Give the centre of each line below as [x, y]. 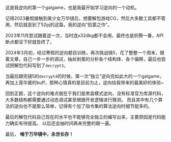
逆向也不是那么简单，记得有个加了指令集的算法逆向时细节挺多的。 [83, 106]
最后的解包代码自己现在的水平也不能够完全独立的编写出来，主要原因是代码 [83, 117]
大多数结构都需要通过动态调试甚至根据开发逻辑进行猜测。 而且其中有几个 [82, 100]
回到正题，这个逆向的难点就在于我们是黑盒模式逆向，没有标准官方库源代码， [85, 93]
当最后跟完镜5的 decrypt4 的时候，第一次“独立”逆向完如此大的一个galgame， [85, 76]
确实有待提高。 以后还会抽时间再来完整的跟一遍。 [61, 123]
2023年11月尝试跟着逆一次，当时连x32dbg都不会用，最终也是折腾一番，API [84, 35]
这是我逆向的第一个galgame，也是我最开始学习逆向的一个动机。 [72, 7]
